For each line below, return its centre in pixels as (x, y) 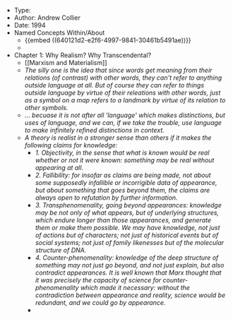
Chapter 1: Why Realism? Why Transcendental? (83, 55)
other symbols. (46, 108)
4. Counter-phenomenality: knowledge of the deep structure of (127, 258)
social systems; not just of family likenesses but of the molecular (130, 242)
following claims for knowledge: (71, 145)
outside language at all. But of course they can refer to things (114, 85)
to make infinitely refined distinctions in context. (94, 130)
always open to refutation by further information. (106, 198)
